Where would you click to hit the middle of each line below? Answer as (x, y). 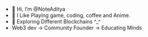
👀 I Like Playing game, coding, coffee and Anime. (71, 15)
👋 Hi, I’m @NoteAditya (38, 9)
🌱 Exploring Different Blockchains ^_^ (56, 21)
